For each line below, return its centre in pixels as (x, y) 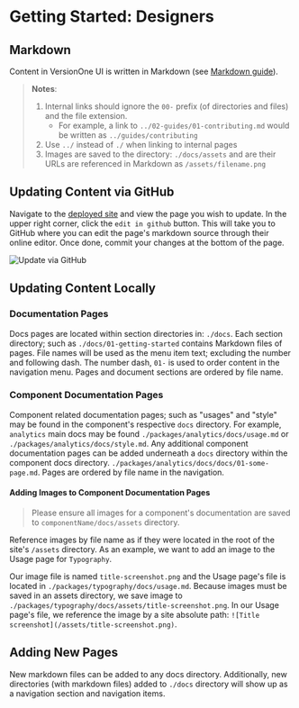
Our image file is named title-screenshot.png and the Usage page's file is (148, 576)
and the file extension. (86, 116)
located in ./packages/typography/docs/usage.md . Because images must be (148, 586)
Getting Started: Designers (112, 17)
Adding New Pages (64, 653)
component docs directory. (59, 462)
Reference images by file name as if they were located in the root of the (142, 540)
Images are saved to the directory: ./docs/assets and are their (160, 154)
